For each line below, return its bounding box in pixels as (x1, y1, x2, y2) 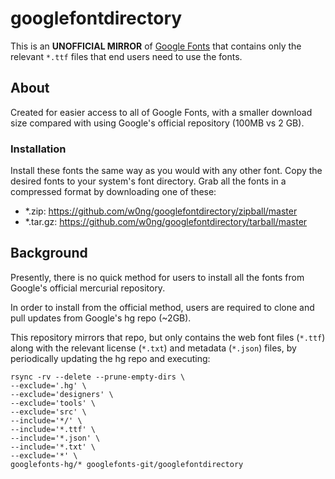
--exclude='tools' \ (10, 398, 97, 408)
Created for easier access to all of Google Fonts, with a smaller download (10, 106, 313, 118)
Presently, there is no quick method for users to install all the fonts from (10, 271, 305, 283)
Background (10, 245, 88, 262)
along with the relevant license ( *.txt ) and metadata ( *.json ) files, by (10, 342, 297, 354)
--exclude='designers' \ (10, 389, 114, 399)
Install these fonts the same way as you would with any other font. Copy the (10, 165, 323, 177)
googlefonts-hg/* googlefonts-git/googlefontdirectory (10, 459, 244, 469)
